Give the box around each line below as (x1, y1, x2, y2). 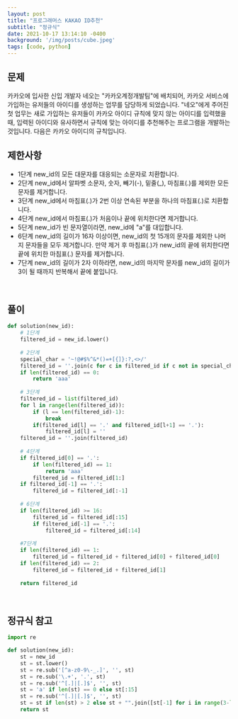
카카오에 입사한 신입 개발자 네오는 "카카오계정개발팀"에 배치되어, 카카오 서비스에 (7, 91, 229, 100)
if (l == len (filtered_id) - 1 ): (33, 408, 125, 415)
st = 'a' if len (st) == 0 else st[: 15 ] (20, 686, 138, 693)
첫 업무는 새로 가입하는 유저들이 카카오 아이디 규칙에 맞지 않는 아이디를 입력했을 (7, 109, 227, 118)
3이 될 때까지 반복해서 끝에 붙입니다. (17, 267, 118, 276)
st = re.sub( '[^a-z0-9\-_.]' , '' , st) (20, 667, 135, 674)
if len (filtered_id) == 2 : (20, 560, 100, 567)
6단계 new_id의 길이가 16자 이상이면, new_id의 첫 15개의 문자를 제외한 (17, 232, 213, 240)
